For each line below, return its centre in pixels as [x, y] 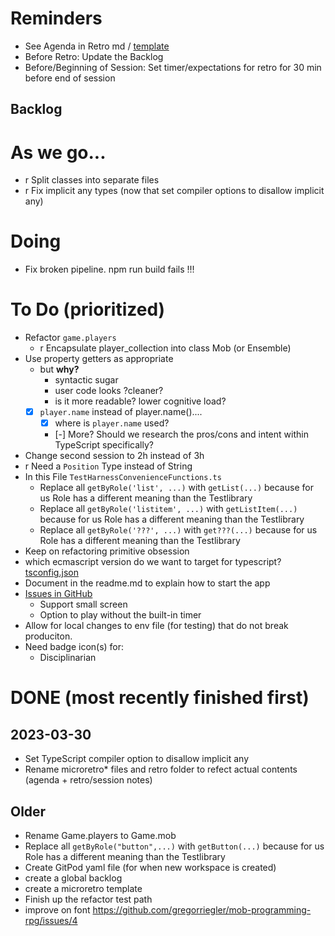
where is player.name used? [112, 423]
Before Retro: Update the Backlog [94, 56]
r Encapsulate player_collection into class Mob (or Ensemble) [165, 348]
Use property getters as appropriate [99, 359]
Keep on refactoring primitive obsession [107, 551]
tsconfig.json [51, 573]
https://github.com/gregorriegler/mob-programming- [202, 910]
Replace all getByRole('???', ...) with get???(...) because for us [178, 530]
